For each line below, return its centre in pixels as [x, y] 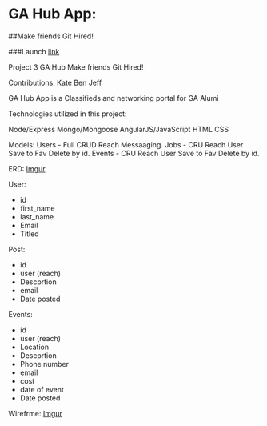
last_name [37, 216]
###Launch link [34, 51]
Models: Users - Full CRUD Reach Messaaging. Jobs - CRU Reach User [126, 144]
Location [34, 347]
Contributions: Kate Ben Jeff [55, 82]
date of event [42, 389]
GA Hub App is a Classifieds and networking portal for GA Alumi [114, 98]
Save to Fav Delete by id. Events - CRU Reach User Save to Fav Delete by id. [134, 153]
